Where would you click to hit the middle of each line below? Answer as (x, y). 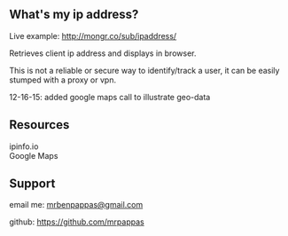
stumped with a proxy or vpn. (63, 80)
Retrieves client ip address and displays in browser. (103, 53)
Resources (39, 125)
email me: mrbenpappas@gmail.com (76, 205)
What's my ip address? (74, 15)
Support (32, 184)
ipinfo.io (24, 146)
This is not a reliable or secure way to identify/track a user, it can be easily (144, 70)
